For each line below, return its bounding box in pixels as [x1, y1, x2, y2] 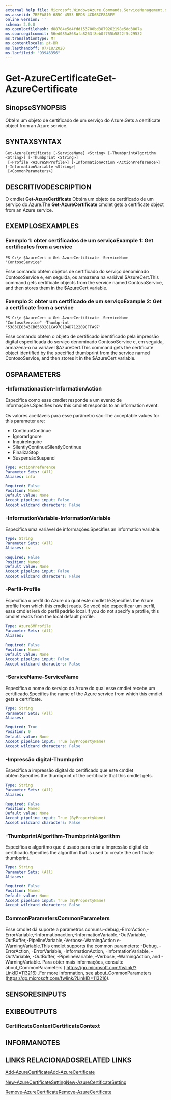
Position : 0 [5, 729, 31, 735]
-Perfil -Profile [5, 586, 41, 593]
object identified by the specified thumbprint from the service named [5, 350, 150, 356]
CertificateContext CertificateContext [5, 1023, 100, 1030]
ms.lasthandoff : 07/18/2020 [5, 45, 65, 51]
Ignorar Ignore [12, 433, 42, 439]
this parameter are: [5, 418, 45, 424]
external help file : [5, 7, 49, 13]
